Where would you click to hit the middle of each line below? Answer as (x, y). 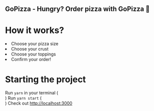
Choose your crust (30, 49)
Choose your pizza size (35, 44)
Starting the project (46, 79)
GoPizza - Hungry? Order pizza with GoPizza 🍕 (77, 9)
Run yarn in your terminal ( (32, 93)
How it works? (35, 30)
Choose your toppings (34, 54)
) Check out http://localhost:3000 (39, 103)
